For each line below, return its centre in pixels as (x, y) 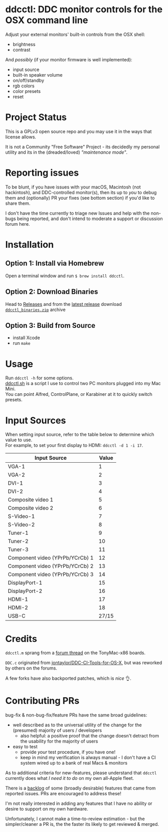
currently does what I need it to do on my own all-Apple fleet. (70, 778)
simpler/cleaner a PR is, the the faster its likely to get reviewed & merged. (82, 824)
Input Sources (36, 420)
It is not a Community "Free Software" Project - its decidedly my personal (82, 147)
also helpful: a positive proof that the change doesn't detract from (90, 736)
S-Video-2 (21, 525)
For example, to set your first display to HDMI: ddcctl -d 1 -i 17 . (74, 445)
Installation (30, 245)
